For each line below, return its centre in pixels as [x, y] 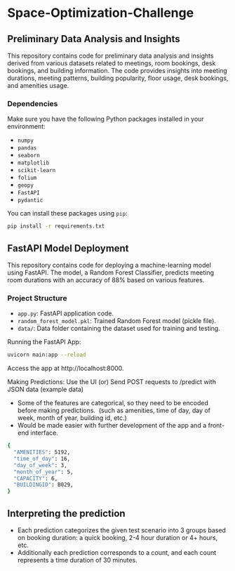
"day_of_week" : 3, [41, 465]
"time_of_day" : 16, [42, 459]
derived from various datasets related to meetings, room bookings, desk [112, 63]
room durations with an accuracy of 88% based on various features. [106, 280]
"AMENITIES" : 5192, [42, 452]
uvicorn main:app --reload [47, 355]
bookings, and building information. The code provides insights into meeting [117, 71]
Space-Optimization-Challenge [101, 13]
